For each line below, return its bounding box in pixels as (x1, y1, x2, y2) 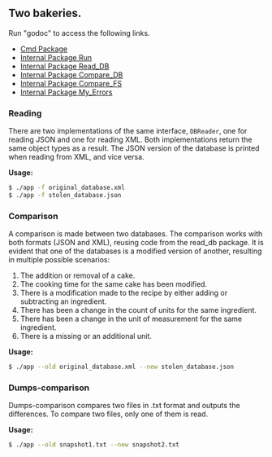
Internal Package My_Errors (19, 87, 113, 97)
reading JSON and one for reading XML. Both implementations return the (8, 134, 253, 145)
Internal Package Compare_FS (19, 78, 123, 88)
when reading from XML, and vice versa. (8, 152, 145, 162)
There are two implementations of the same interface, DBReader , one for (8, 126, 248, 136)
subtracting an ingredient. (19, 297, 107, 306)
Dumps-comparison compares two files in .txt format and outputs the (8, 401, 241, 411)
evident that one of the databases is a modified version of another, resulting (8, 246, 262, 256)
